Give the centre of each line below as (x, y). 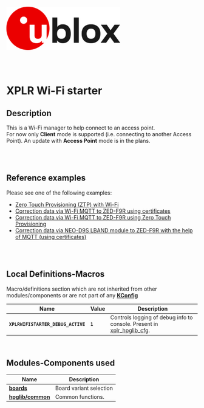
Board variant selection (84, 388)
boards (18, 388)
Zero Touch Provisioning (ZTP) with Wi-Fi (67, 204)
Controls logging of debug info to (151, 317)
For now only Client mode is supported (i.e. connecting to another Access (99, 134)
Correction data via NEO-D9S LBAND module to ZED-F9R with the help (104, 230)
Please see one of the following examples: (59, 193)
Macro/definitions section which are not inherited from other (82, 289)
